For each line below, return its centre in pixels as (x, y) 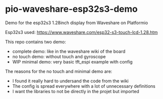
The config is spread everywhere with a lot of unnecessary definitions (84, 86)
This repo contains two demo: (36, 42)
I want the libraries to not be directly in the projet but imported (76, 91)
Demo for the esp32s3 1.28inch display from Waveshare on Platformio (77, 23)
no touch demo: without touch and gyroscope (59, 56)
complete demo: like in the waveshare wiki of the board (69, 51)
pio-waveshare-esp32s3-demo (71, 9)
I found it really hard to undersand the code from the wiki (70, 81)
